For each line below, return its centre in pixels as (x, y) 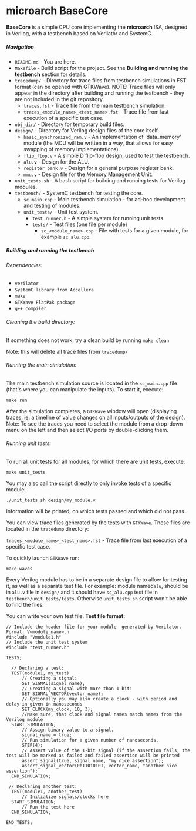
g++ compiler (31, 309)
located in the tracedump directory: (48, 529)
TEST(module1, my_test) (40, 673)
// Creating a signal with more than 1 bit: (77, 689)
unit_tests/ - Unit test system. (61, 212)
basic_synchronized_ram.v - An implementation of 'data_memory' (102, 137)
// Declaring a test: (38, 668)
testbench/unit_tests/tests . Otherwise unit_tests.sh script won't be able (97, 599)
